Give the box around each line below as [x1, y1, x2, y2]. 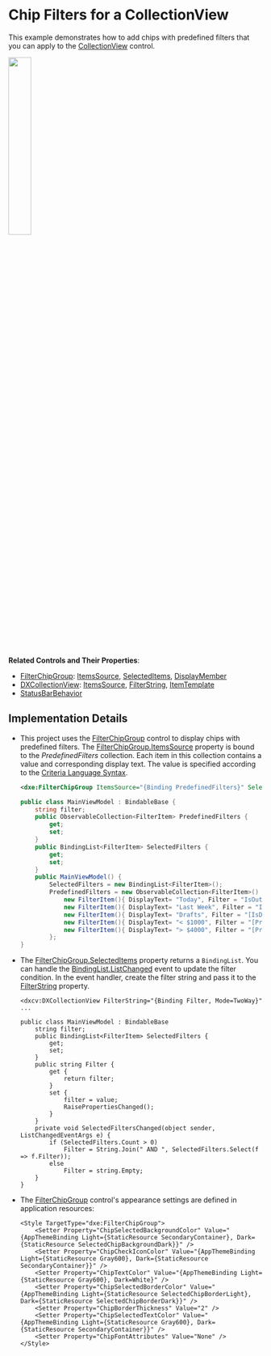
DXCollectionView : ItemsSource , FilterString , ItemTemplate [19, 680, 215, 689]
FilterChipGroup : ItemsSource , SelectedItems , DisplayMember [19, 671, 227, 680]
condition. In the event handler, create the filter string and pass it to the [19, 973, 256, 982]
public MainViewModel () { [35, 873, 123, 881]
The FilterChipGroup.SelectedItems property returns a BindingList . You [19, 956, 259, 965]
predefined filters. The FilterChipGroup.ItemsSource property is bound [19, 742, 255, 752]
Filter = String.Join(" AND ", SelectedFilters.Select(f [63, 1146, 260, 1154]
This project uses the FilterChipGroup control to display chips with [19, 733, 240, 743]
